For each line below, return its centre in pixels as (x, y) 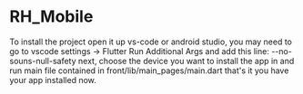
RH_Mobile (51, 17)
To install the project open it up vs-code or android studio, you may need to (151, 42)
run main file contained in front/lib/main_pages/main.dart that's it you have (149, 70)
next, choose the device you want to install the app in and (186, 61)
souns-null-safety (43, 61)
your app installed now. (53, 80)
